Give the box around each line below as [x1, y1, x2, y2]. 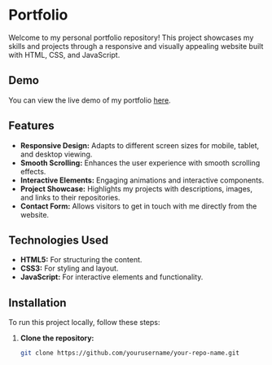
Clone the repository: [20, 333, 94, 343]
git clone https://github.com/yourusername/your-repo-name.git [20, 349, 240, 358]
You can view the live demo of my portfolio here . [8, 95, 171, 105]
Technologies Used [8, 233, 108, 247]
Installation [8, 296, 67, 310]
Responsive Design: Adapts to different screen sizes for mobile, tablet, [20, 140, 260, 150]
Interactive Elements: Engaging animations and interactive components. [20, 175, 265, 185]
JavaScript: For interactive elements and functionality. [20, 272, 204, 282]
